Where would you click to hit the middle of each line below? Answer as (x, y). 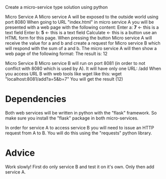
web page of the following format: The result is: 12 (56, 54)
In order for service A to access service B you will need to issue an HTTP (80, 127)
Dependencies (36, 99)
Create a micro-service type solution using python (56, 7)
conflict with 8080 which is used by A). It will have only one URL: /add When (83, 68)
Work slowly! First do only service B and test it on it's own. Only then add (80, 167)
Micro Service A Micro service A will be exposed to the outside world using (82, 17)
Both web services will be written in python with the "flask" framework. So (81, 113)
